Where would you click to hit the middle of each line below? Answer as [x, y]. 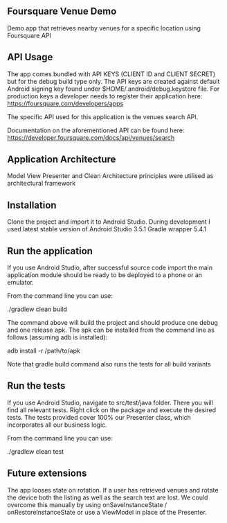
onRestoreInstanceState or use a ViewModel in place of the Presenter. [107, 512]
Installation [32, 205]
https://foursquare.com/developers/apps [65, 103]
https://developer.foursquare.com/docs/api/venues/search [91, 137]
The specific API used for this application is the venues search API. [103, 116]
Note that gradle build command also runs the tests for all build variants [109, 364]
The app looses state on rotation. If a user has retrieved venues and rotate [113, 490]
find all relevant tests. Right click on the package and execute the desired [112, 410]
